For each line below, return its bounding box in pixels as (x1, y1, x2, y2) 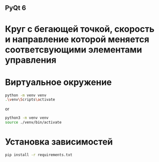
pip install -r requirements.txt (5, 152, 73, 157)
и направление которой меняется (5, 34, 149, 45)
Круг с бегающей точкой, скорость (5, 23, 155, 35)
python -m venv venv (5, 92, 47, 98)
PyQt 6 (5, 4, 26, 12)
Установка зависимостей (5, 136, 113, 147)
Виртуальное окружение (5, 76, 112, 88)
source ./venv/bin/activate (5, 120, 62, 125)
